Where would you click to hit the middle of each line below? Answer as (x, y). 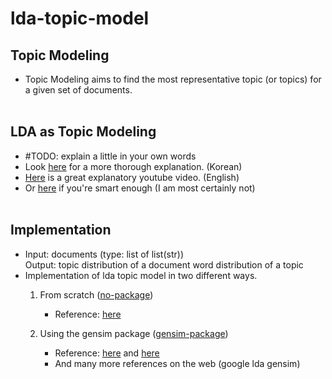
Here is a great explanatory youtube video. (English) (132, 177)
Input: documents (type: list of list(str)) (104, 254)
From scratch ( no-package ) (96, 294)
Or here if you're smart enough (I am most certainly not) (140, 188)
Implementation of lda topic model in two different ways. (141, 275)
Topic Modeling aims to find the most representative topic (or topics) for (173, 79)
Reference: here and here (107, 353)
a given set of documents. (78, 90)
